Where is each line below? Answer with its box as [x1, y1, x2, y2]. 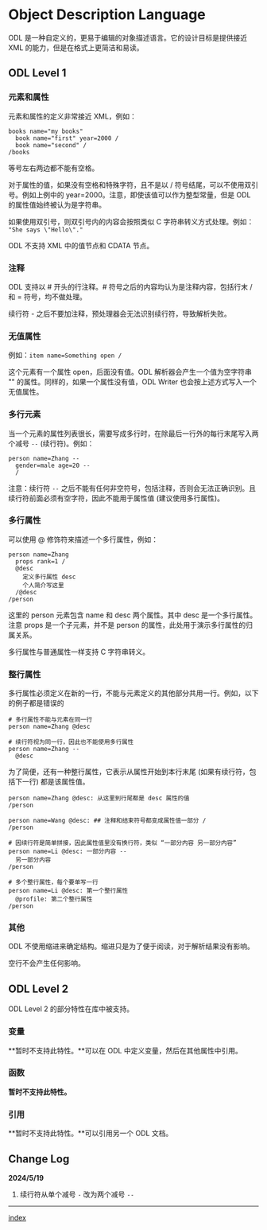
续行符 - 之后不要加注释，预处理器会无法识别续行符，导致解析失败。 [8, 309, 232, 318]
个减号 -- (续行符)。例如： [8, 438, 95, 448]
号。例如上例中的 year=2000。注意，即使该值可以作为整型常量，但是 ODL [8, 189, 251, 200]
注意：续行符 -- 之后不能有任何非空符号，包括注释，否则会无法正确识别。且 [8, 483, 257, 492]
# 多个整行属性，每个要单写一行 [8, 878, 99, 886]
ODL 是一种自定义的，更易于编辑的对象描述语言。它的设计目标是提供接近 [8, 33, 248, 42]
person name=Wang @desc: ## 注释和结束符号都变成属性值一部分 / [8, 817, 207, 825]
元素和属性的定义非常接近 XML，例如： [8, 111, 137, 121]
